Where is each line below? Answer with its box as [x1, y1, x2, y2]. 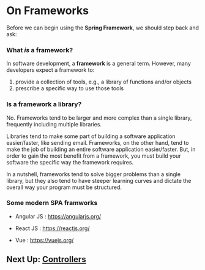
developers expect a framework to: [6, 66, 95, 74]
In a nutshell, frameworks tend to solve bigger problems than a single [6, 170, 181, 178]
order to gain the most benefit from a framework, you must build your [6, 152, 182, 160]
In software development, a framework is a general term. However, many [6, 60, 192, 67]
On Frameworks [6, 4, 89, 18]
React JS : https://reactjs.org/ [15, 225, 90, 232]
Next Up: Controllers [6, 254, 87, 264]
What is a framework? [6, 45, 73, 54]
